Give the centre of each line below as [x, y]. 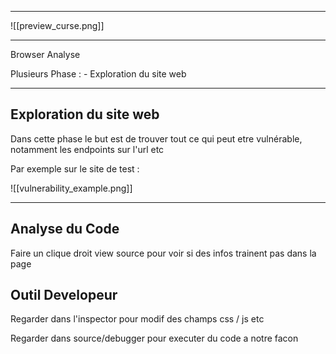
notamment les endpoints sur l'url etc [87, 149]
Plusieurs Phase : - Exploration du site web [98, 74]
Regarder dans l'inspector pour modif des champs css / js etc [137, 319]
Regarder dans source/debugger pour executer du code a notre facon [154, 338]
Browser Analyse [45, 54]
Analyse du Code [65, 229]
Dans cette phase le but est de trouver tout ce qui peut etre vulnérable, [156, 138]
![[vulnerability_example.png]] [71, 188]
